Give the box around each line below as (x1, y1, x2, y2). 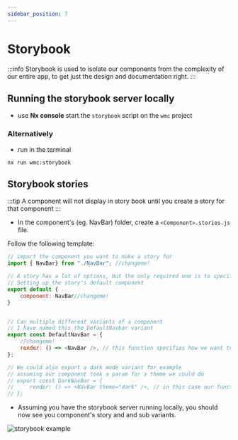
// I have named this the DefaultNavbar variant (7, 324, 154, 332)
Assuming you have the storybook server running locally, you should (17, 403, 218, 412)
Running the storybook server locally (7, 92, 175, 104)
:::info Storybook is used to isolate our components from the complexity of (7, 65, 225, 73)
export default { (7, 285, 59, 293)
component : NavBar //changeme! (20, 292, 110, 299)
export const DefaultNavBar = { (7, 331, 103, 339)
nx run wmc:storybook (7, 159, 72, 166)
